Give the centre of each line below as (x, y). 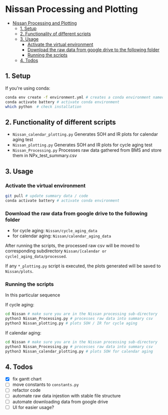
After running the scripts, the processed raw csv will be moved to (72, 245)
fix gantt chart (27, 379)
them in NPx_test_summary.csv (45, 156)
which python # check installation (43, 107)
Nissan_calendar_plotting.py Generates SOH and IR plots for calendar (85, 134)
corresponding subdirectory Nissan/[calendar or (56, 251)
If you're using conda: (28, 88)
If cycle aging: (20, 305)
